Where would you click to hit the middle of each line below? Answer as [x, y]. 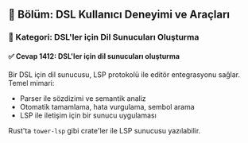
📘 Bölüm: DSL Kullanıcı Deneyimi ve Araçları [119, 15]
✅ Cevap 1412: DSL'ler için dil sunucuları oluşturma [94, 56]
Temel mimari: [31, 83]
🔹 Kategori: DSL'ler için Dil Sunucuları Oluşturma [104, 37]
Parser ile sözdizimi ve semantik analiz [83, 98]
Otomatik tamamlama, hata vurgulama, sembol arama [107, 106]
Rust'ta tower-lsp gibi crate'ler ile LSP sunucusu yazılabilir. [105, 130]
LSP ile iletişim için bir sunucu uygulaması [88, 115]
